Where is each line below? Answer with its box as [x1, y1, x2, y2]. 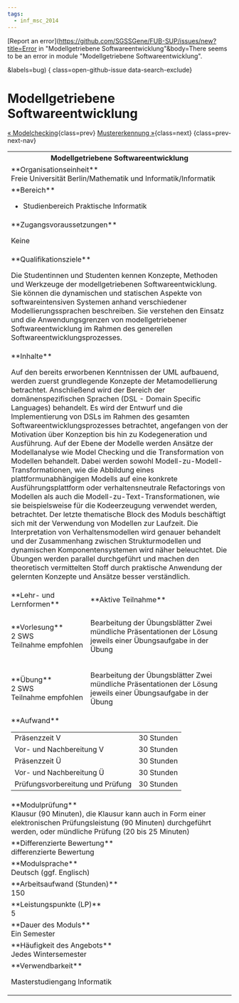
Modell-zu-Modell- [155, 456, 223, 466]
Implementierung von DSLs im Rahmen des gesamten [11, 412, 190, 422]
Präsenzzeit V [14, 733, 61, 743]
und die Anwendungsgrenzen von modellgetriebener [11, 315, 187, 325]
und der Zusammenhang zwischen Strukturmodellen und [11, 536, 201, 546]
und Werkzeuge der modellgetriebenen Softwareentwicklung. [11, 279, 217, 289]
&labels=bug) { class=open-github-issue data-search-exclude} [7, 65, 193, 74]
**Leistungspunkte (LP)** [11, 900, 102, 910]
